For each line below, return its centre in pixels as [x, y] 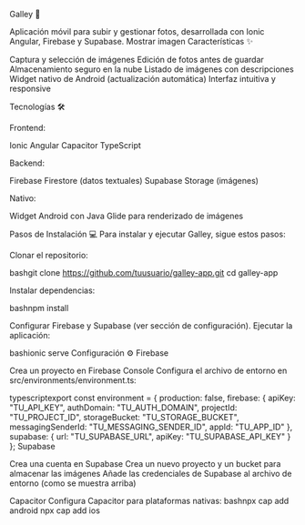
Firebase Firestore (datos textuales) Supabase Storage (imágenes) [134, 181]
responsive [30, 88]
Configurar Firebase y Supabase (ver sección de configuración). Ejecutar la [151, 326]
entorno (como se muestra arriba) [73, 483]
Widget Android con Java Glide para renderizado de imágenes [127, 216]
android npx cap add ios [55, 510]
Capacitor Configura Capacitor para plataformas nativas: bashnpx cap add [149, 501]
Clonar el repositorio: [49, 255]
